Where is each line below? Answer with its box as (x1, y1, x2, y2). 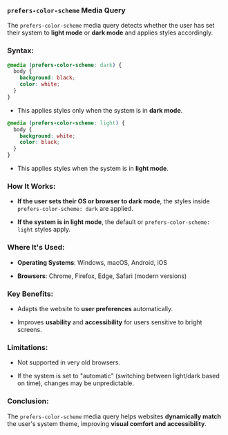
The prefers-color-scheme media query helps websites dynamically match (7, 412, 222, 420)
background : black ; (19, 75, 76, 82)
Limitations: (7, 342, 48, 352)
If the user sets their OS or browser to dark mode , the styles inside (17, 197, 210, 205)
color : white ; (19, 81, 60, 88)
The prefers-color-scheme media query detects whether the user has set (7, 21, 215, 30)
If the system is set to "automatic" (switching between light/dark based (17, 372, 220, 380)
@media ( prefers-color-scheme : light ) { (7, 120, 126, 127)
